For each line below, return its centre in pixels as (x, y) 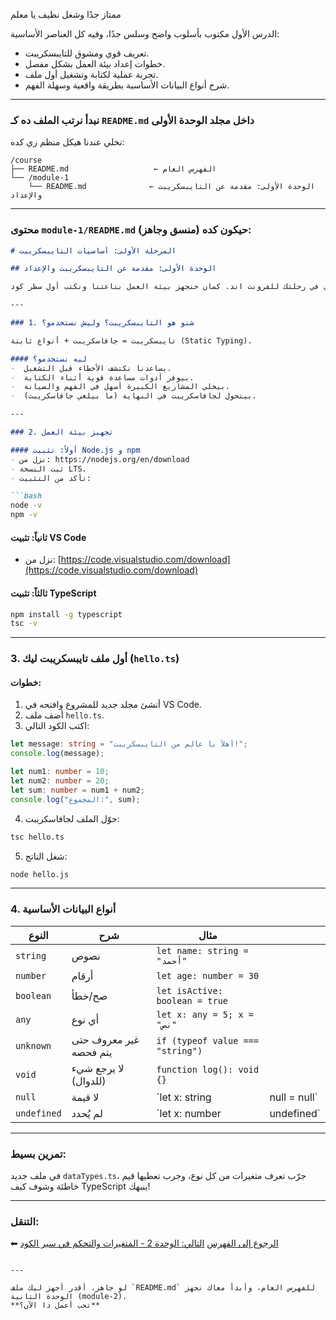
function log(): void (208, 1069)
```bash (26, 496)
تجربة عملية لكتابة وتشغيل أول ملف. (91, 74)
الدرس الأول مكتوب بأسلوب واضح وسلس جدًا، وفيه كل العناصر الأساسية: (145, 33)
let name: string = (202, 950)
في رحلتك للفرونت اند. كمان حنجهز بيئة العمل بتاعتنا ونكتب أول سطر (174, 287)
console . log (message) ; (57, 754)
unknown (33, 1045)
